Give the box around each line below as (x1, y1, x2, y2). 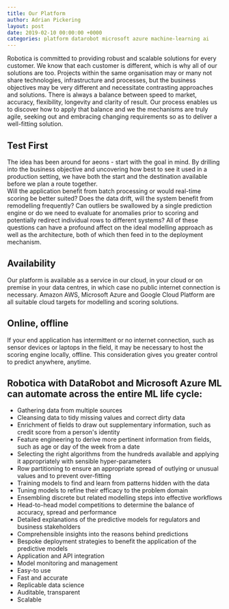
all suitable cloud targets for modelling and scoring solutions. (7, 297, 179, 306)
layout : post (7, 23, 44, 29)
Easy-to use (16, 567, 51, 575)
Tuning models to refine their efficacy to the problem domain (16, 486, 188, 495)
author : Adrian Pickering (7, 16, 81, 23)
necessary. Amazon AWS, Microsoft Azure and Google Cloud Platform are (7, 290, 215, 299)
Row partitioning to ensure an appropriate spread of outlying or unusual (16, 464, 219, 473)
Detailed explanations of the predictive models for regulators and (16, 515, 200, 524)
